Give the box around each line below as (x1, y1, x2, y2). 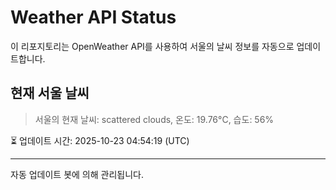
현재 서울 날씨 (10, 85, 90, 102)
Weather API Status (10, 6, 177, 29)
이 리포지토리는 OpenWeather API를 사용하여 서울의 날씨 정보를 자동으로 (10, 40, 295, 52)
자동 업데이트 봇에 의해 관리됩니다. (10, 168, 144, 180)
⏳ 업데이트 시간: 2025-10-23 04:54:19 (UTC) (10, 134, 190, 146)
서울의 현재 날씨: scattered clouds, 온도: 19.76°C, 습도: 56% (34, 113, 275, 125)
